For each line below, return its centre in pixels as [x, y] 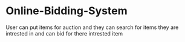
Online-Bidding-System [67, 11]
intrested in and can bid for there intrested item [64, 33]
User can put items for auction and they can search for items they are [92, 27]
